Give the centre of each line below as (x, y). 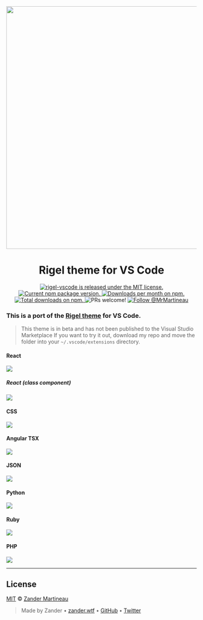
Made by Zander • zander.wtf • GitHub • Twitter (81, 611)
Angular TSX (23, 439)
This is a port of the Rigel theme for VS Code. (74, 315)
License (21, 585)
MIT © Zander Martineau (37, 599)
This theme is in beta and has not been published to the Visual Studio (107, 329)
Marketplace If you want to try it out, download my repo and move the (108, 335)
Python (16, 492)
